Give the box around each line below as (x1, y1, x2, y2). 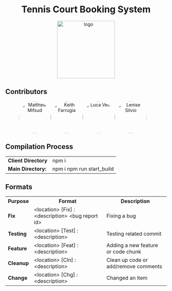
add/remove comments (106, 263, 162, 270)
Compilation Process (5, 142, 73, 151)
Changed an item (106, 275, 147, 282)
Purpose (8, 198, 29, 205)
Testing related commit (106, 230, 162, 237)
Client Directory (8, 157, 48, 164)
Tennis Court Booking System (21, 4, 151, 15)
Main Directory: (8, 165, 47, 172)
